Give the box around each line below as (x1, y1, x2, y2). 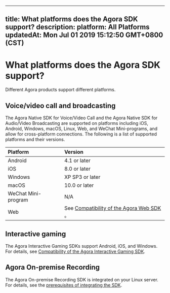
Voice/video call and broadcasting (5, 101, 116, 110)
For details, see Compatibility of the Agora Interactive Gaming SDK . (5, 248, 146, 254)
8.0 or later (64, 166, 91, 173)
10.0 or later (64, 182, 94, 189)
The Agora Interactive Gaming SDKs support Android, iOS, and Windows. (5, 243, 158, 249)
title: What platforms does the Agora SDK (5, 15, 138, 23)
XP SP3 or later (64, 174, 101, 181)
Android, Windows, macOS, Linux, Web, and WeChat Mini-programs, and (5, 125, 158, 132)
